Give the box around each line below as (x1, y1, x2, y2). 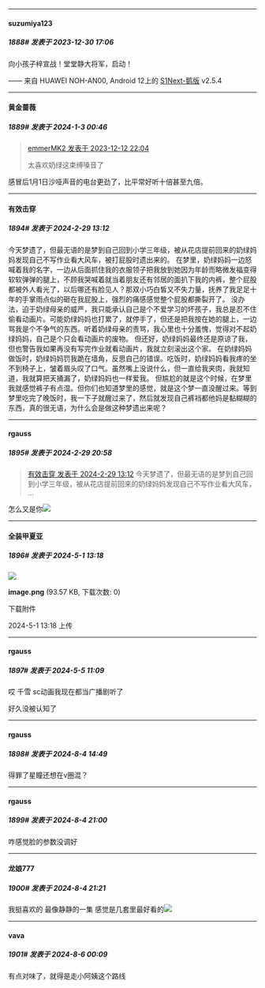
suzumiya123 (8, 18, 53, 28)
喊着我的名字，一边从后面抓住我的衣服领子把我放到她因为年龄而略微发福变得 (8, 265, 257, 274)
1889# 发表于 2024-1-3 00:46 (8, 122, 108, 131)
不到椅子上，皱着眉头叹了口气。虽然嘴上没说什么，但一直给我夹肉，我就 (8, 363, 243, 373)
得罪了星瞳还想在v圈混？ (8, 770, 88, 780)
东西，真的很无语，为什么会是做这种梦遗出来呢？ (8, 403, 167, 412)
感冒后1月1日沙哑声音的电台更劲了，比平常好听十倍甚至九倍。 (8, 177, 207, 186)
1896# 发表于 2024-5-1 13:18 (8, 550, 104, 561)
